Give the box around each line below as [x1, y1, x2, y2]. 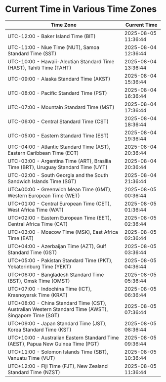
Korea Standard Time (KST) [7, 326, 72, 333]
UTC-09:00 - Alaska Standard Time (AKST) [7, 75, 111, 82]
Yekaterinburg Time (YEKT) [7, 263, 72, 270]
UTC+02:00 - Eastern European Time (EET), [7, 214, 111, 221]
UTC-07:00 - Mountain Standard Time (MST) [7, 104, 115, 111]
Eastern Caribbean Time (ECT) [7, 149, 79, 156]
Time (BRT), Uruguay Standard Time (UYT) [7, 164, 108, 170]
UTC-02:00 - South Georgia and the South [7, 171, 109, 178]
